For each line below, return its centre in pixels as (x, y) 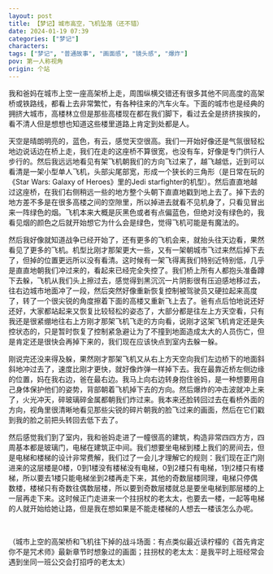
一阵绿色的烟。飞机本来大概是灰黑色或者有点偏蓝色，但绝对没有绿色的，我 (140, 212)
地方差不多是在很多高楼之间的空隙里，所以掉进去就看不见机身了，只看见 (129, 202)
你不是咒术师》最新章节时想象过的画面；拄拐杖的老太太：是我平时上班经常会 (136, 551)
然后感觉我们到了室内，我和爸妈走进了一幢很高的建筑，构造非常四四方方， (133, 437)
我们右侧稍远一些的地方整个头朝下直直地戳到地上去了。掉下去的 (158, 191)
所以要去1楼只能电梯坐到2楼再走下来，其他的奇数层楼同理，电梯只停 (136, 478)
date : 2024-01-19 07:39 (49, 31)
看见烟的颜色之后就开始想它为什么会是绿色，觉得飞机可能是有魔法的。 (126, 222)
